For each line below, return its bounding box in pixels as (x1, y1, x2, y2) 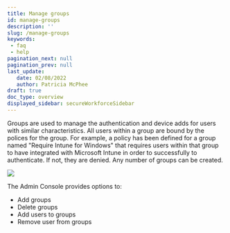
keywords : (7, 36, 36, 43)
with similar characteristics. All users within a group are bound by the (7, 126, 204, 135)
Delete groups (17, 203, 58, 211)
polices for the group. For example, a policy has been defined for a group (7, 133, 216, 142)
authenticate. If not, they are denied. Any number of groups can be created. (7, 156, 224, 164)
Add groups (17, 195, 51, 204)
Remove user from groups (17, 217, 92, 225)
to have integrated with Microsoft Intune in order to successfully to (7, 148, 197, 156)
